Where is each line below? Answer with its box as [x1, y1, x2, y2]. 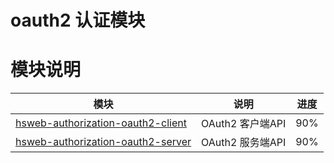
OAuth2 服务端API [201, 136, 287, 150]
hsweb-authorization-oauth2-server [15, 135, 192, 149]
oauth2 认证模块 [10, 9, 146, 32]
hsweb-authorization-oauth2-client [15, 116, 187, 130]
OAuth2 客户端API [201, 117, 287, 131]
